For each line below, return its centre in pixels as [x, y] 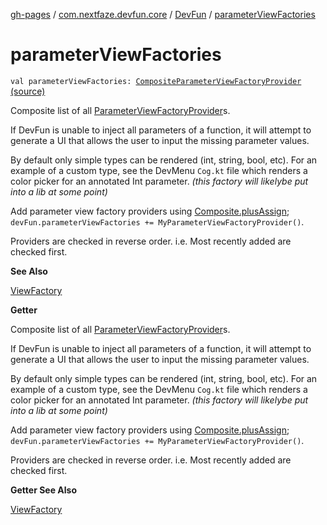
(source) [28, 91]
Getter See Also [44, 490]
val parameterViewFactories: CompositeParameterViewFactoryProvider [156, 81]
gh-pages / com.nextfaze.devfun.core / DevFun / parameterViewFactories [163, 14]
